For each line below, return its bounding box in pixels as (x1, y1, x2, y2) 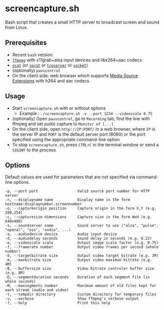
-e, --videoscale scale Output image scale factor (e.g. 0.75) (5, 240, 159, 246)
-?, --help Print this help (5, 301, 111, 306)
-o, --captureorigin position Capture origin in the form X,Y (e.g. (5, 206, 157, 211)
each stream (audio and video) (5, 288, 69, 293)
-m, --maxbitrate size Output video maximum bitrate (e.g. (5, 257, 152, 263)
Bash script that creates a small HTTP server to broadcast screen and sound (5, 19, 160, 25)
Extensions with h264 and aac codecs (12, 78, 90, 84)
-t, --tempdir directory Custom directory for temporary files (5, 292, 157, 297)
